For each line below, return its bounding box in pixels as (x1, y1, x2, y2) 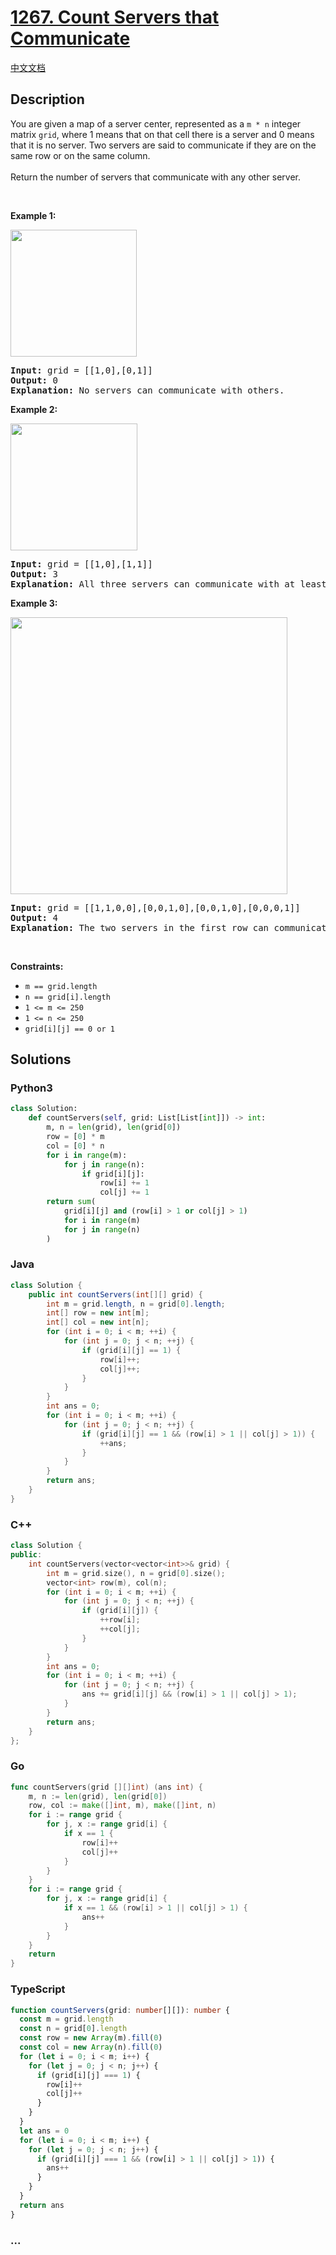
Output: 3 (10, 568, 58, 580)
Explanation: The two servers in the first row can (10, 922, 270, 933)
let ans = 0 (19, 2126, 70, 2136)
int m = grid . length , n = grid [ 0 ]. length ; (46, 1299, 226, 1309)
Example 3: (10, 597, 58, 609)
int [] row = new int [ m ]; (46, 1308, 150, 1318)
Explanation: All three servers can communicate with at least (10, 578, 327, 590)
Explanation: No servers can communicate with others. (10, 384, 285, 396)
